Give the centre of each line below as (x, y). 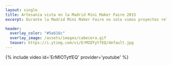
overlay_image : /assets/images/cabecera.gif (58, 38)
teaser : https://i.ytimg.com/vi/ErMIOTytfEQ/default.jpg (72, 43)
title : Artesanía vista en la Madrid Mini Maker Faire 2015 (71, 15)
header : (14, 28)
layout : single (21, 10)
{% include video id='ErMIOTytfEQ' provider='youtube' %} (67, 57)
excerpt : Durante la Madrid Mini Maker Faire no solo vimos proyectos (82, 19)
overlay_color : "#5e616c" (38, 34)
